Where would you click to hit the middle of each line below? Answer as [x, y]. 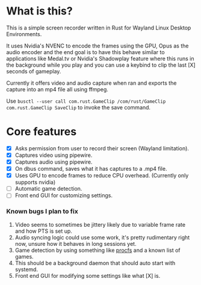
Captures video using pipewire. [54, 155]
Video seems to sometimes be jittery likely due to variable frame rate [100, 224]
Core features [42, 132]
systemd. [26, 269]
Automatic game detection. [48, 189]
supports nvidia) [35, 182]
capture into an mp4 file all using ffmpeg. [57, 89]
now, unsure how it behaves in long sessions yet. [76, 244]
